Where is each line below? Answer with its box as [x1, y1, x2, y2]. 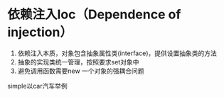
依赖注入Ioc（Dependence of [7, 6, 181, 23]
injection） [7, 24, 73, 40]
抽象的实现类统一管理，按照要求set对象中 [17, 57, 139, 66]
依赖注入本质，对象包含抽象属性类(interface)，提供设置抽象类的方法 [17, 49, 217, 57]
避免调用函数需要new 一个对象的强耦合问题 [17, 67, 144, 75]
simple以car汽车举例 [7, 81, 68, 90]
